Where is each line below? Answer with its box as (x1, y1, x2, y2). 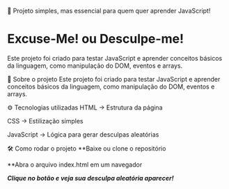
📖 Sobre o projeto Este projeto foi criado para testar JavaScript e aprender (7, 75, 221, 83)
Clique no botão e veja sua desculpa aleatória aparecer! (7, 174, 174, 182)
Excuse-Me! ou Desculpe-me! (7, 31, 184, 47)
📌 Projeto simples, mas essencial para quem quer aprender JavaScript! (7, 7, 211, 15)
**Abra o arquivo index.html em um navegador (7, 160, 143, 169)
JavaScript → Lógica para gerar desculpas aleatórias (7, 130, 159, 139)
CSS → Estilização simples (7, 116, 84, 125)
